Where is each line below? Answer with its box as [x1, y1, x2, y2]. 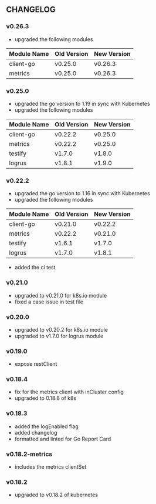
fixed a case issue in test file [14, 298, 84, 305]
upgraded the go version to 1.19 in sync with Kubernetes [14, 100, 151, 107]
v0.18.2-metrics [6, 450, 53, 458]
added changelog [14, 429, 57, 436]
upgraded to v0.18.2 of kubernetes [14, 491, 99, 499]
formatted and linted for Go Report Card [14, 435, 111, 442]
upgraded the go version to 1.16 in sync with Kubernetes [14, 190, 151, 197]
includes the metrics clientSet [14, 463, 87, 470]
